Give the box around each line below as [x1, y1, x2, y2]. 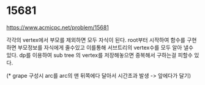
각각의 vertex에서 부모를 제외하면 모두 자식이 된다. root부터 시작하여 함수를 [6, 36, 185, 43]
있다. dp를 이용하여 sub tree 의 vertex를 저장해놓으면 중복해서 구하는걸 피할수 [6, 51, 193, 58]
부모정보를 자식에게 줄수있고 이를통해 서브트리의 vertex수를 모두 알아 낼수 [17, 44, 194, 51]
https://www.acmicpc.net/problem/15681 [6, 24, 109, 31]
